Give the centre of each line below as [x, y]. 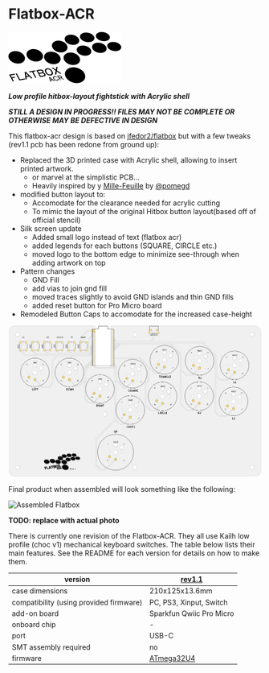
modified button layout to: [63, 194]
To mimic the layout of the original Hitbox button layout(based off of [144, 211]
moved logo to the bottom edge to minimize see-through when [135, 254]
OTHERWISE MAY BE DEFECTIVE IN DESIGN [83, 120]
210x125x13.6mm [181, 591]
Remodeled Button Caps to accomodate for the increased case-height [136, 314]
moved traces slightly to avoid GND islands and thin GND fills [133, 297]
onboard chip [34, 625]
